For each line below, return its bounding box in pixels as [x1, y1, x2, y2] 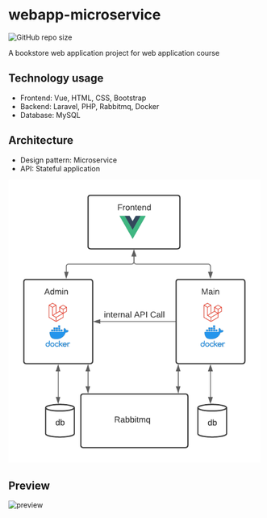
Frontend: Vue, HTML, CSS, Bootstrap [19, 93, 147, 103]
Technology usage [8, 71, 104, 86]
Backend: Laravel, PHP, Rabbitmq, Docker [19, 101, 160, 111]
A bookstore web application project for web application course [8, 48, 220, 57]
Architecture [8, 133, 74, 147]
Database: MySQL [19, 110, 81, 120]
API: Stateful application [19, 163, 101, 173]
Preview [8, 478, 51, 492]
